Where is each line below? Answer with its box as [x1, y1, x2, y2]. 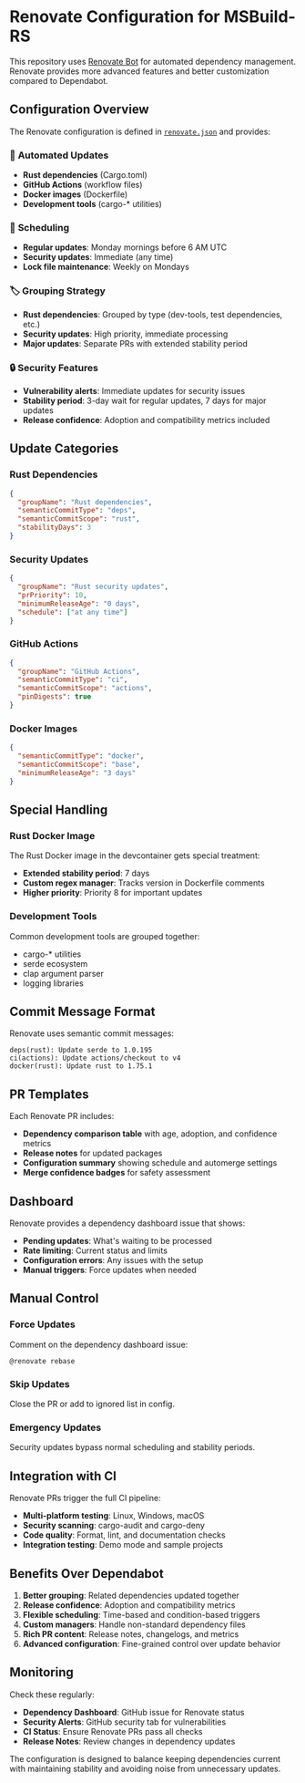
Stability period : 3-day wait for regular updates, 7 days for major [22, 395, 267, 406]
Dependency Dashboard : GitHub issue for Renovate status [22, 1706, 245, 1717]
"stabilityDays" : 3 [17, 523, 92, 533]
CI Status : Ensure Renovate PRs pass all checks [22, 1726, 203, 1736]
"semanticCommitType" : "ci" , [17, 675, 128, 685]
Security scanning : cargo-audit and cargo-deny [22, 1520, 205, 1531]
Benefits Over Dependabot [9, 1566, 164, 1581]
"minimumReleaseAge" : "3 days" [17, 768, 137, 777]
